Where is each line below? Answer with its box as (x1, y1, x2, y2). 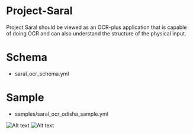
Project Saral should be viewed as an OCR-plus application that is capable (6, 24, 187, 31)
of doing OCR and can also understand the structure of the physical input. (6, 30, 186, 37)
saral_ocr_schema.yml (14, 70, 69, 77)
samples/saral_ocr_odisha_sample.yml (14, 110, 108, 117)
